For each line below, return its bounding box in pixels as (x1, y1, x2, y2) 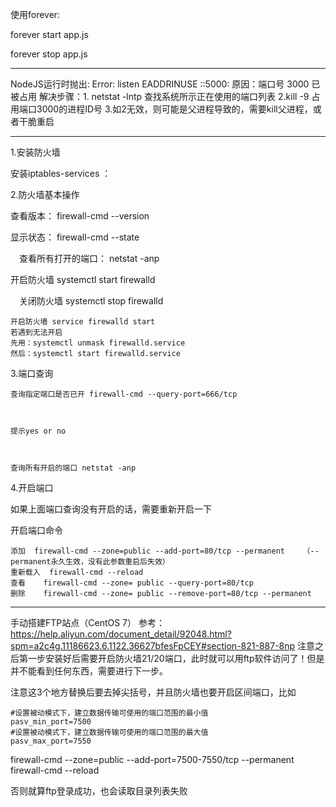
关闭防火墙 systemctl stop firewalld (18, 295, 164, 307)
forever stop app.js (10, 48, 88, 60)
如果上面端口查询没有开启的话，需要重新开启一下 (10, 503, 212, 515)
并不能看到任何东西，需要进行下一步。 (10, 665, 168, 677)
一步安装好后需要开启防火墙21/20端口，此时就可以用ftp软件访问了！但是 (27, 653, 325, 664)
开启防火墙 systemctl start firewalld (10, 274, 156, 285)
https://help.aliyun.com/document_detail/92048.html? (10, 628, 232, 640)
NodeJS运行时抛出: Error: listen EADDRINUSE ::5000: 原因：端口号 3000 (10, 78, 310, 90)
